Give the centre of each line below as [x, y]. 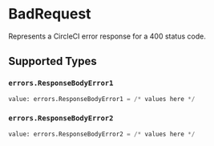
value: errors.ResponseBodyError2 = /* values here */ [102, 134]
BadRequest [50, 14]
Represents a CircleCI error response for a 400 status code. [107, 36]
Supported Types [53, 61]
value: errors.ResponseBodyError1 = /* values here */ [102, 99]
